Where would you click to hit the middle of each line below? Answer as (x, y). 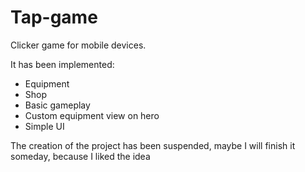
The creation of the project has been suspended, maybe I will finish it (153, 145)
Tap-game (54, 17)
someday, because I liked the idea (80, 156)
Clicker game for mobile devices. (78, 45)
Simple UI (44, 126)
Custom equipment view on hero (92, 115)
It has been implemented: (62, 64)
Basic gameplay (57, 105)
